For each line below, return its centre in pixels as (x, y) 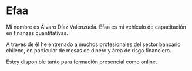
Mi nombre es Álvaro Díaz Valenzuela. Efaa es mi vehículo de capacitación (96, 27)
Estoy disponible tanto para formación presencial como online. (82, 62)
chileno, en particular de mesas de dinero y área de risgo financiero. (89, 50)
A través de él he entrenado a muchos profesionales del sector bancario (93, 44)
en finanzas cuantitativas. (37, 33)
